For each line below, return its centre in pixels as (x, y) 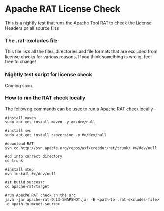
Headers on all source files (32, 28)
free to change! (21, 62)
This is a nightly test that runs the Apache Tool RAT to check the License (78, 23)
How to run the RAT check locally (45, 98)
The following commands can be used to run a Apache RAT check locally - (81, 109)
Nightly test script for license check (49, 75)
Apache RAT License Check (63, 9)
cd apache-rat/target (27, 186)
